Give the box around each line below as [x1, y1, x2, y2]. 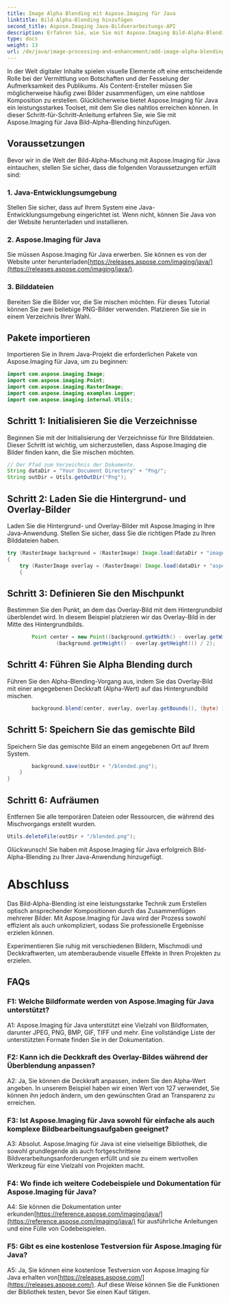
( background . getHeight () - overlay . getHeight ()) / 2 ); [55, 640, 216, 647]
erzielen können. [7, 928, 55, 936]
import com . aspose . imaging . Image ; [7, 371, 106, 377]
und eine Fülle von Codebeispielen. [7, 1224, 106, 1233]
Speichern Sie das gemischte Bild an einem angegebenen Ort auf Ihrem [7, 742, 209, 750]
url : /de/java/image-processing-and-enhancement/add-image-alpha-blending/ [7, 49, 228, 55]
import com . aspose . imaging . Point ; [7, 377, 106, 384]
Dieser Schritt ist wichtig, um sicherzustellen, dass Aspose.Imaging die [7, 440, 207, 449]
